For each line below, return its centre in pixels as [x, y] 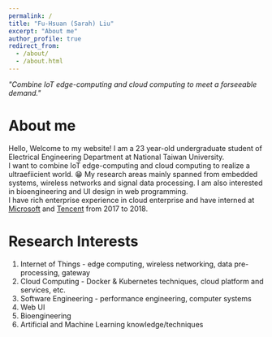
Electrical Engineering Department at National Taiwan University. [117, 157]
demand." [25, 93]
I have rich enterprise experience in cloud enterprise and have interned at [132, 200]
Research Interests [73, 241]
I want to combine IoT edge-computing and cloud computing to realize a [129, 165]
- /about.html [39, 62]
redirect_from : [34, 46]
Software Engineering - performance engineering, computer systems [136, 298]
